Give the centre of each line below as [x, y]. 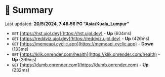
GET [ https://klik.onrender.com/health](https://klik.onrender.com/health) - [86, 54]
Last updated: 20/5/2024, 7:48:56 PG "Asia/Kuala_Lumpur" [67, 24]
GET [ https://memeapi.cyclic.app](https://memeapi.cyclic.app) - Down [82, 43]
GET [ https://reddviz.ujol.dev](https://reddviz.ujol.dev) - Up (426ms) [81, 38]
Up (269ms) [24, 59]
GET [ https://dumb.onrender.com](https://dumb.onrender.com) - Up [80, 65]
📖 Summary [29, 10]
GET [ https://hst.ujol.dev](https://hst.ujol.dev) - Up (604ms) [72, 33]
